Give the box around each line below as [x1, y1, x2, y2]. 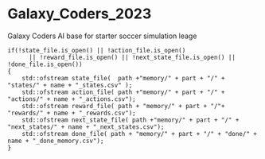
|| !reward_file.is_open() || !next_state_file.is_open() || [28, 53, 236, 61]
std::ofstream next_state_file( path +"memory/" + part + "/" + [21, 116, 240, 124]
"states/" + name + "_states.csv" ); [7, 81, 133, 89]
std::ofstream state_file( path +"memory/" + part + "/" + [21, 74, 225, 82]
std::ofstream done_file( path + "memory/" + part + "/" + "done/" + [21, 130, 258, 138]
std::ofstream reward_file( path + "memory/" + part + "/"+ [21, 102, 225, 110]
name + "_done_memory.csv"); [7, 137, 104, 145]
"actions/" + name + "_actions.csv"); [7, 95, 136, 103]
